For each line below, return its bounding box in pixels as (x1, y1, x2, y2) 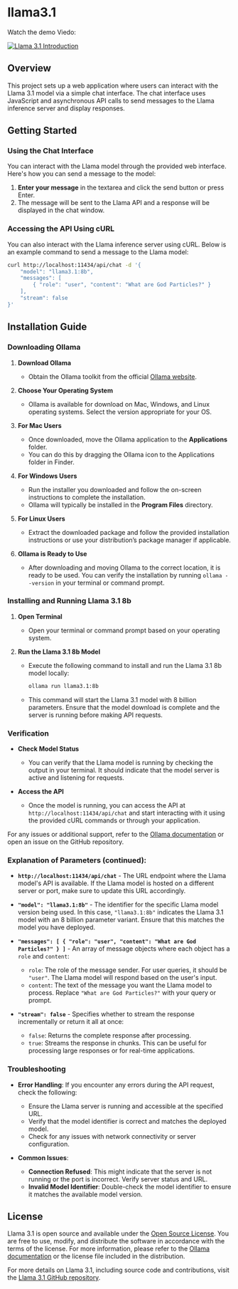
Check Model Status (17, 745, 80, 753)
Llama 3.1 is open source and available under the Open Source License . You (7, 1229, 229, 1238)
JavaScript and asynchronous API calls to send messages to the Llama (7, 96, 215, 105)
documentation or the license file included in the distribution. (7, 1252, 185, 1261)
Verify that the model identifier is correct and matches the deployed (28, 1117, 227, 1125)
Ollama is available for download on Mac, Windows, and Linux (28, 400, 210, 408)
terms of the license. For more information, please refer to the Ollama (7, 1244, 210, 1253)
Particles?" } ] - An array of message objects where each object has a (17, 944, 230, 953)
